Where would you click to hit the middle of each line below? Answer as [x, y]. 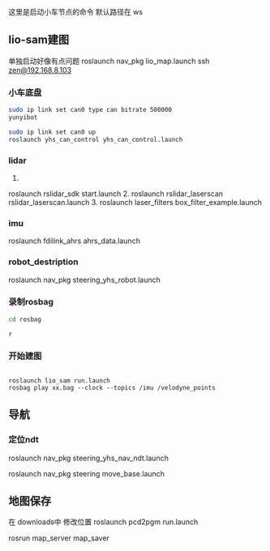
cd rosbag [25, 319]
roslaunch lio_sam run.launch [60, 380]
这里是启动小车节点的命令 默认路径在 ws [76, 12]
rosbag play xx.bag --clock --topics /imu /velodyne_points [112, 387]
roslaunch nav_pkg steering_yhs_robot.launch [84, 280]
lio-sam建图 [39, 40]
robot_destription [43, 262]
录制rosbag [31, 302]
